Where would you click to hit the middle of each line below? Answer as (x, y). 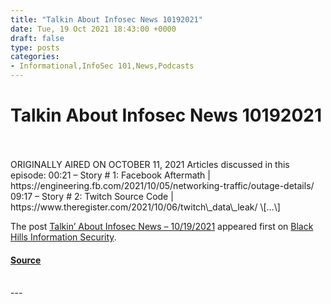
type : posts (35, 47)
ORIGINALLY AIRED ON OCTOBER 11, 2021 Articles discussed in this (150, 164)
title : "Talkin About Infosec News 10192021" (106, 19)
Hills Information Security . (63, 237)
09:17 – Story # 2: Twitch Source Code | (92, 196)
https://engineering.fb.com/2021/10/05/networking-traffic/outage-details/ (162, 185)
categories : (35, 57)
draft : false (37, 38)
